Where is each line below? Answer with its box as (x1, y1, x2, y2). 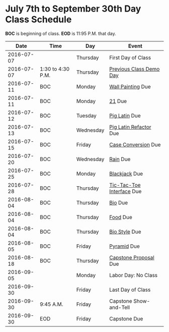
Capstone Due (109, 315, 143, 322)
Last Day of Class (109, 286, 151, 293)
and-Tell (109, 304, 130, 311)
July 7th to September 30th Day (5, 3, 141, 15)
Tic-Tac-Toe (109, 181, 141, 188)
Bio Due (109, 199, 128, 206)
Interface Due (109, 188, 142, 195)
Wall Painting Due (109, 83, 151, 90)
